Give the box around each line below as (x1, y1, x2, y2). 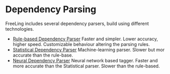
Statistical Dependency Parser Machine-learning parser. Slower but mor (12, 46, 165, 53)
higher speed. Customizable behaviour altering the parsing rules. (12, 41, 150, 47)
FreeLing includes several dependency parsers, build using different (5, 20, 150, 27)
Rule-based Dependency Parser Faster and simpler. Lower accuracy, (12, 36, 158, 42)
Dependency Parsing (5, 4, 96, 15)
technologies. (5, 26, 34, 32)
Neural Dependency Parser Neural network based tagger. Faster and (12, 57, 158, 63)
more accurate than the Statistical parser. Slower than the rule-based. (12, 63, 160, 69)
